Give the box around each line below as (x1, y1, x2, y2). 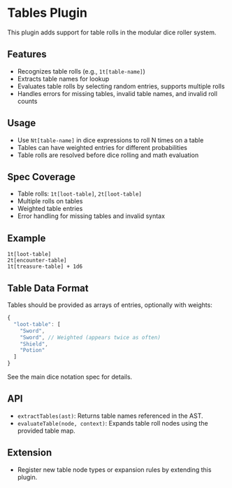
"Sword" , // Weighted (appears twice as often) (20, 334, 161, 341)
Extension (7, 447, 52, 459)
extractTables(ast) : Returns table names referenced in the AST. (17, 412, 204, 420)
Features (7, 48, 47, 60)
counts (17, 97, 38, 105)
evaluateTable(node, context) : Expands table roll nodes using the (17, 419, 208, 427)
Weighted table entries (17, 205, 83, 213)
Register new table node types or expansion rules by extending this (17, 465, 212, 474)
